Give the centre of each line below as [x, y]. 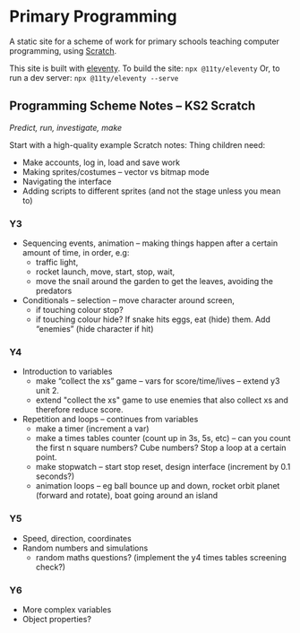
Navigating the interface [67, 181]
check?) [50, 567]
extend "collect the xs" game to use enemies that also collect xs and [162, 400]
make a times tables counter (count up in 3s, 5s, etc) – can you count [163, 438]
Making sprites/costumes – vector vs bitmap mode [116, 171]
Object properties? [57, 619]
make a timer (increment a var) [92, 429]
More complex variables [67, 609]
